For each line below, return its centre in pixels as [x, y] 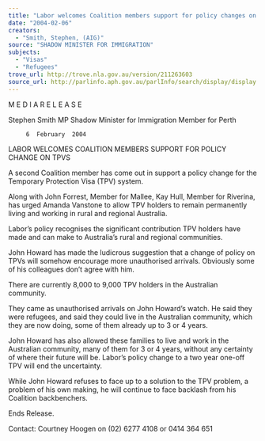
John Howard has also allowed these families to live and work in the [119, 340]
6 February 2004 [56, 134]
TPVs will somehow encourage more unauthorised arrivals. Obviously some [131, 260]
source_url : [28, 82]
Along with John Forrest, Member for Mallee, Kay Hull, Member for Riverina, [132, 196]
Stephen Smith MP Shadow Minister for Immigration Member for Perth [123, 120]
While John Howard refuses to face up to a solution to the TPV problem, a [129, 381]
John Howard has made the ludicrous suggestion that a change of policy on [132, 252]
